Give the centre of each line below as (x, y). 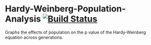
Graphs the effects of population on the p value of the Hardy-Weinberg (75, 32)
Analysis (23, 19)
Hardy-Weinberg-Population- (65, 9)
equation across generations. (34, 37)
